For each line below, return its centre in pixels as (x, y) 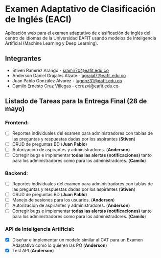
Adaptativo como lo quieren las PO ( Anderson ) (59, 245)
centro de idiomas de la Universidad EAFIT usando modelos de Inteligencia (81, 38)
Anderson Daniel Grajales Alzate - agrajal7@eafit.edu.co (69, 75)
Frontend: (17, 123)
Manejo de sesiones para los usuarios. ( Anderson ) (63, 200)
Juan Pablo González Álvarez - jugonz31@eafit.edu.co (67, 80)
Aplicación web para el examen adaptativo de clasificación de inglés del (78, 33)
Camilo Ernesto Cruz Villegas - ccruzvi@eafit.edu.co (65, 86)
